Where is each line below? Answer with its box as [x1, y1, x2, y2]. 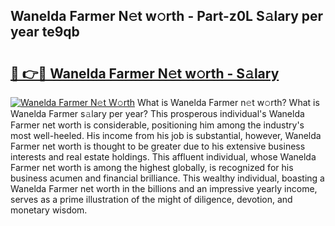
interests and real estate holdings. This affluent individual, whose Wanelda [10, 151, 317, 163]
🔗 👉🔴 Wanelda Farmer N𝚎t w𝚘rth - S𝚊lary [10, 65, 280, 82]
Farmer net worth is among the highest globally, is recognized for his [10, 162, 294, 173]
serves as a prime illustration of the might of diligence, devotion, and [10, 194, 293, 205]
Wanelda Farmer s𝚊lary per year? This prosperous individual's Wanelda [10, 108, 305, 119]
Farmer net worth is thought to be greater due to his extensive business [10, 140, 306, 152]
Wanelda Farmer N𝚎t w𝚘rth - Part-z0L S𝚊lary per [10, 8, 324, 25]
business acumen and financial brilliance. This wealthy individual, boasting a [10, 172, 325, 184]
